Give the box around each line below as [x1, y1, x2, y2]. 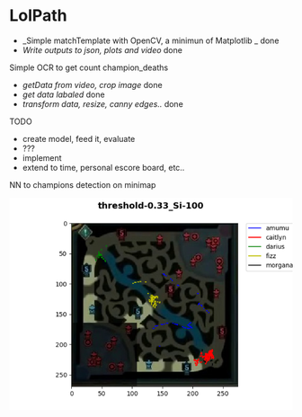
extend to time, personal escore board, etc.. [22, 162, 185, 173]
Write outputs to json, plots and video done [22, 44, 182, 55]
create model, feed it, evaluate [22, 133, 136, 144]
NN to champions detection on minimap [9, 179, 156, 190]
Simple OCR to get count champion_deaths [9, 62, 169, 73]
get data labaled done [22, 89, 105, 100]
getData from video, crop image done [22, 79, 164, 90]
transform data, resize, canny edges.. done [22, 98, 184, 109]
